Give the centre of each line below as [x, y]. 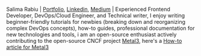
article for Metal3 [28, 47]
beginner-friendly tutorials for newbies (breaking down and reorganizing [96, 22]
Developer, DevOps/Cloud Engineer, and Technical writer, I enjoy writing [96, 15]
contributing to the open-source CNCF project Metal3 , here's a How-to [94, 41]
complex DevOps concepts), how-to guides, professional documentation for [100, 28]
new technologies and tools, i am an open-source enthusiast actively [91, 35]
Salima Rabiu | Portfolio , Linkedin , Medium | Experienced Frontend [88, 9]
